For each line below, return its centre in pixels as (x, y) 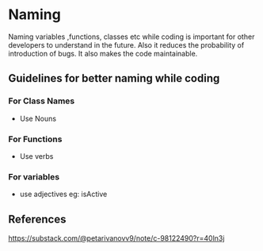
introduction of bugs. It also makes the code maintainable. (103, 53)
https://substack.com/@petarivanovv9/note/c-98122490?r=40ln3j (116, 238)
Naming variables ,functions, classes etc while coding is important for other (131, 37)
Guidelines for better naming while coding (114, 78)
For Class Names (42, 101)
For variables (34, 176)
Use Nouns (38, 118)
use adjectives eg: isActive (63, 194)
